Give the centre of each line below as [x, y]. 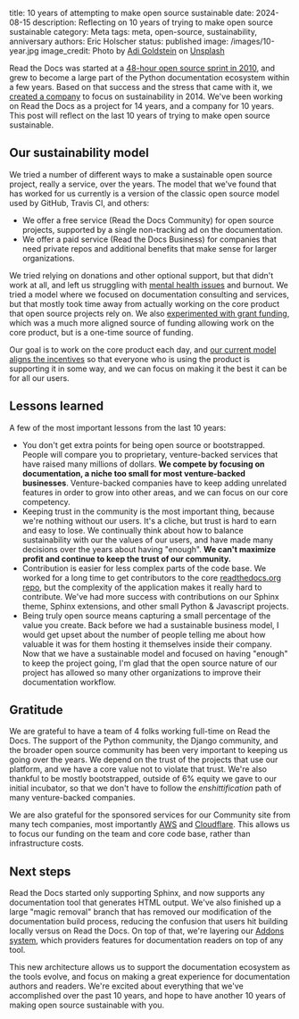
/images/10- [253, 41]
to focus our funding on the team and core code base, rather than [130, 834]
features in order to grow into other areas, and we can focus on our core [155, 492]
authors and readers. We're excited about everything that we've [126, 986]
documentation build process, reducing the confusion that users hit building [149, 922]
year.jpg [24, 51]
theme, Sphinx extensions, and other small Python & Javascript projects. [155, 606]
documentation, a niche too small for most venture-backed [133, 473]
